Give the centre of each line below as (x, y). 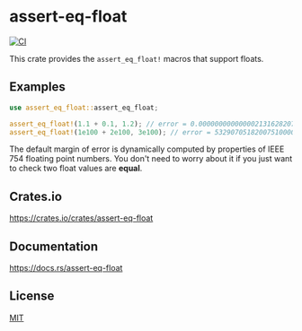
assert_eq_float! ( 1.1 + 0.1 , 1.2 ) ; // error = (98, 124)
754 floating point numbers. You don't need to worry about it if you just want (151, 159)
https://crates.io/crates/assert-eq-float (81, 218)
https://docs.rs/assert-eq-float (66, 268)
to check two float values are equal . (76, 169)
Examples (37, 87)
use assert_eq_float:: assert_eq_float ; (84, 108)
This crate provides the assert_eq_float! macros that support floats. (137, 58)
